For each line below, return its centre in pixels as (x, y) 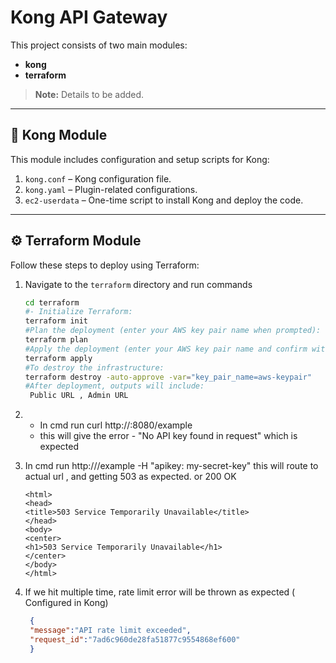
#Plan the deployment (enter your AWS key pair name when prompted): (173, 331)
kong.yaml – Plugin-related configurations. (111, 189)
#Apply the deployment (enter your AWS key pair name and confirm (166, 349)
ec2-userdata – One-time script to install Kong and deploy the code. (164, 200)
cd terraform (52, 302)
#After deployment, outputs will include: (114, 386)
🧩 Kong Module (59, 135)
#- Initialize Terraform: (78, 312)
